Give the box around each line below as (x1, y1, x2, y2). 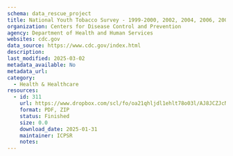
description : (7, 49, 45, 56)
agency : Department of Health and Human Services (7, 29, 154, 37)
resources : (7, 87, 39, 94)
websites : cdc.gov (7, 36, 60, 43)
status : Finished (19, 113, 70, 119)
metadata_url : (7, 68, 49, 75)
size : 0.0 (19, 119, 49, 126)
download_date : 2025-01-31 (19, 126, 98, 133)
